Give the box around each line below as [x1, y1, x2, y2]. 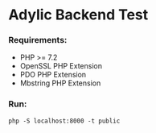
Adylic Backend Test [8, 6, 149, 24]
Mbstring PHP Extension [19, 78, 101, 88]
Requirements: [8, 35, 68, 46]
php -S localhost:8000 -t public [8, 117, 121, 125]
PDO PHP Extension [19, 70, 87, 80]
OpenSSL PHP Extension [19, 61, 103, 71]
